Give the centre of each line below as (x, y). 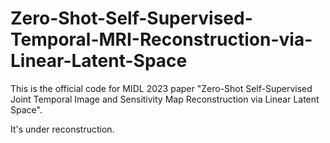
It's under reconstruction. (62, 129)
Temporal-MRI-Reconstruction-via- (161, 39)
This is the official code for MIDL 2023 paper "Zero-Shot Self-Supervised (161, 88)
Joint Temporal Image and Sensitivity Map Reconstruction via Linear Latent (165, 99)
